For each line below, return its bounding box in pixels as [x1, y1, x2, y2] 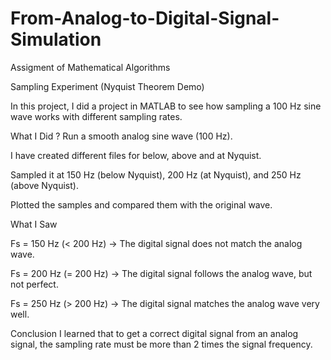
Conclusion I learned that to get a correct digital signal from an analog [10, 327, 299, 339]
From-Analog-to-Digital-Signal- [10, 7, 280, 30]
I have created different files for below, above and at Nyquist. [10, 149, 262, 161]
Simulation [10, 28, 102, 51]
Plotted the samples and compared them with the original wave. [10, 198, 273, 211]
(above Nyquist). [10, 179, 79, 191]
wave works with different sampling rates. [10, 110, 183, 122]
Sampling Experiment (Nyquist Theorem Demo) [10, 80, 205, 92]
